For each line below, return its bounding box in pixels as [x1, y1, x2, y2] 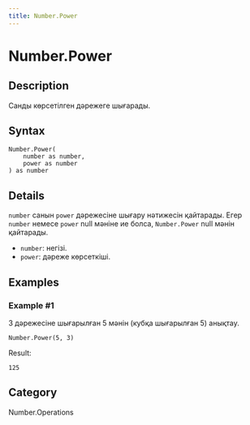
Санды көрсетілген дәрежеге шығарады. [8, 101, 151, 110]
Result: [8, 348, 32, 358]
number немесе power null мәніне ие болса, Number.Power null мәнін [8, 219, 235, 229]
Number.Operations [8, 407, 75, 417]
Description [8, 79, 69, 93]
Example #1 [8, 299, 54, 311]
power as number [23, 160, 79, 168]
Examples [8, 275, 59, 289]
